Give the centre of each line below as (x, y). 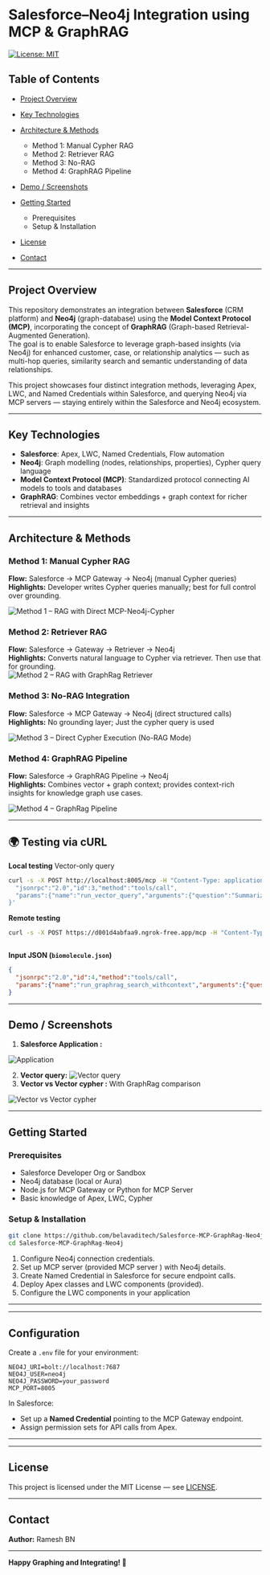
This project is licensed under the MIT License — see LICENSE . (113, 1487)
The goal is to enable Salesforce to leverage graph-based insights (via (125, 344)
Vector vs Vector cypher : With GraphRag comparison (110, 1084)
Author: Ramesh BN (42, 1539)
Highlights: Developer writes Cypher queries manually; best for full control (132, 587)
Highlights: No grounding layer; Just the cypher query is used (111, 722)
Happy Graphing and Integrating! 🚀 (67, 1562)
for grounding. (32, 667)
